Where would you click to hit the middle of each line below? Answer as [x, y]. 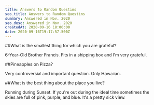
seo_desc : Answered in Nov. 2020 [39, 23]
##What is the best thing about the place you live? [55, 83]
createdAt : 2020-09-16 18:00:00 [37, 27]
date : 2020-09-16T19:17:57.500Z [37, 32]
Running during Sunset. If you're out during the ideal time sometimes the [77, 92]
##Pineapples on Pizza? [29, 64]
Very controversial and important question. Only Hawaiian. [63, 73]
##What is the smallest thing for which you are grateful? [61, 46]
